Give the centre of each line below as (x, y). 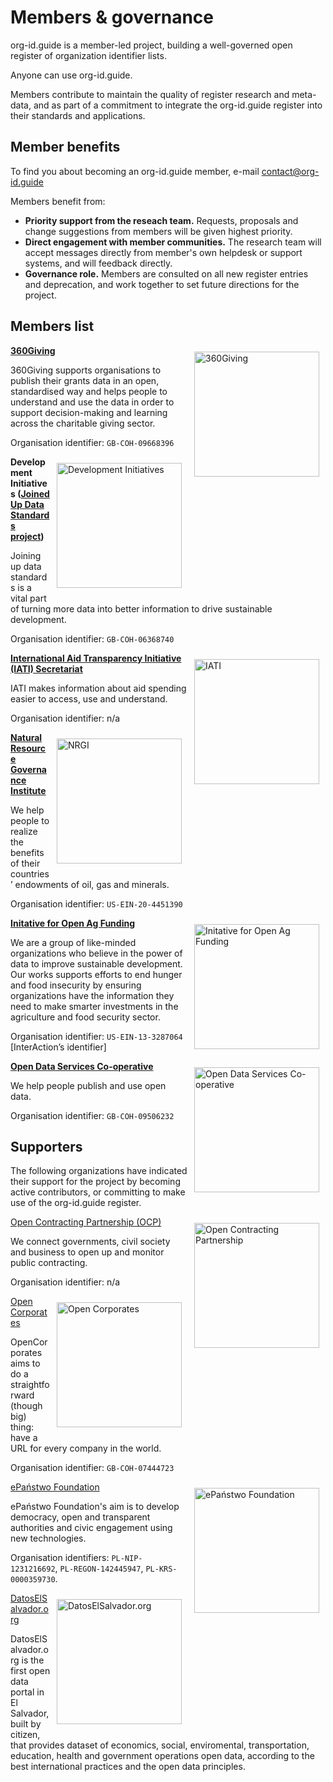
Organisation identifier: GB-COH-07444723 (92, 1468)
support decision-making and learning (89, 412)
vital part (28, 598)
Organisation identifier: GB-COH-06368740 (92, 638)
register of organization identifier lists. (88, 55)
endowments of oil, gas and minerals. (92, 884)
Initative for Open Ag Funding (72, 923)
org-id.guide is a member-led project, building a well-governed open (151, 45)
